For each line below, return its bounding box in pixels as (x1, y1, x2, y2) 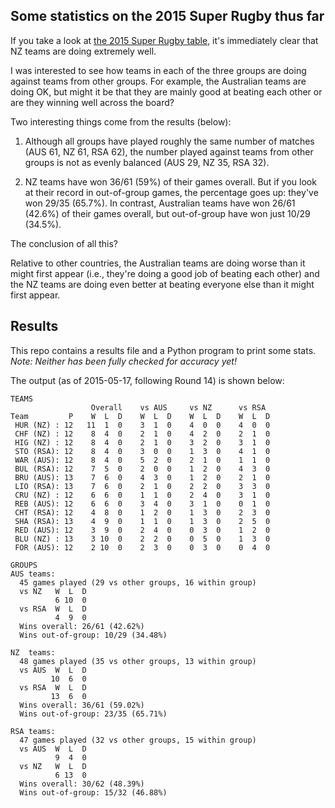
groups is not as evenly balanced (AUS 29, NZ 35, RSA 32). (24, 156, 270, 168)
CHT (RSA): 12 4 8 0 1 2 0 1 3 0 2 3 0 (14, 507, 271, 518)
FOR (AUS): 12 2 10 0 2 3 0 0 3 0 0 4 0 (14, 542, 271, 553)
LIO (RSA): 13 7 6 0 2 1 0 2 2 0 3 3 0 (14, 481, 271, 491)
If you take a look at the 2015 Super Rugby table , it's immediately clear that (10, 34, 319, 46)
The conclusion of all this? (10, 237, 119, 249)
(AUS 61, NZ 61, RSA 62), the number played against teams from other (24, 145, 314, 158)
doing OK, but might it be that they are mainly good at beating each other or (10, 85, 323, 98)
